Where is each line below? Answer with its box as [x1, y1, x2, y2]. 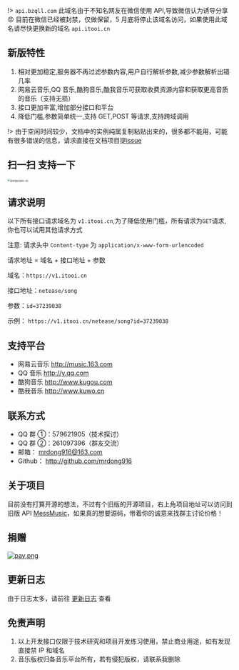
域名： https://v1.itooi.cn [7, 271, 88, 280]
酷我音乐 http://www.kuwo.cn [17, 386, 105, 395]
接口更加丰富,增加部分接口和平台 [17, 103, 114, 111]
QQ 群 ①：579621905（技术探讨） [17, 430, 123, 439]
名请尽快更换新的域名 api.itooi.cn [7, 24, 111, 32]
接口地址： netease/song [7, 286, 77, 295]
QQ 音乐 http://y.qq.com [17, 369, 89, 377]
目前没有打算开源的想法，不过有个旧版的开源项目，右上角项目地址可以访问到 [7, 499, 233, 509]
